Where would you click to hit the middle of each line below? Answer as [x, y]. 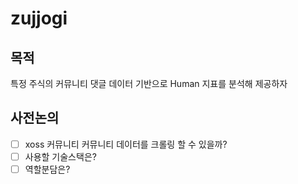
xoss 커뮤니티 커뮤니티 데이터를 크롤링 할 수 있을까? [126, 144]
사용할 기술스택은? [60, 156]
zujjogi [39, 18]
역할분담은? [47, 169]
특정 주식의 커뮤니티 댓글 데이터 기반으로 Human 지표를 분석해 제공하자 [149, 83]
